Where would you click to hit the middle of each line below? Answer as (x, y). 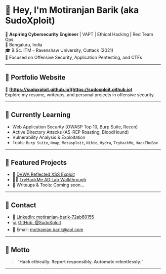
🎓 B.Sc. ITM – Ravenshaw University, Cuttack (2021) (59, 50)
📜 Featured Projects (36, 162)
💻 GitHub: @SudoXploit (37, 223)
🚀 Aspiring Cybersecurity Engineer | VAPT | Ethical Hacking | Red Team (79, 34)
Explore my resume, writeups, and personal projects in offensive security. (80, 95)
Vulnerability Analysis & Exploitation (49, 137)
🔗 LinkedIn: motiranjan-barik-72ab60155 (53, 217)
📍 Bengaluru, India (24, 44)
